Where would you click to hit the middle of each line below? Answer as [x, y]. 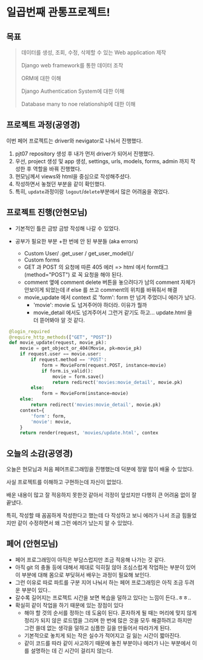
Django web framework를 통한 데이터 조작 [72, 65]
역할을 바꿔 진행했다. [57, 169]
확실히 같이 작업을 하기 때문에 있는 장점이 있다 [69, 605]
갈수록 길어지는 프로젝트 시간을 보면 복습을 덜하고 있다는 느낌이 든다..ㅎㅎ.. [103, 598]
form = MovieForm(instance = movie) [85, 394]
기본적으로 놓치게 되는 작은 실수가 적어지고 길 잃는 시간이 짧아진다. [102, 635]
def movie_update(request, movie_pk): [58, 343]
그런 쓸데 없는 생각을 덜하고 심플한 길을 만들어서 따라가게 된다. [98, 628]
